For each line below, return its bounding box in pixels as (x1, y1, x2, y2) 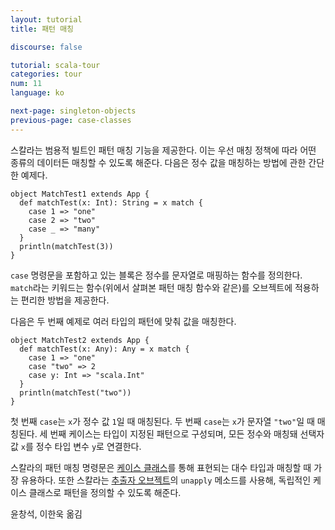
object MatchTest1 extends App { (10, 189, 150, 199)
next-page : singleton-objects (10, 106, 137, 116)
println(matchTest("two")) (19, 387, 132, 398)
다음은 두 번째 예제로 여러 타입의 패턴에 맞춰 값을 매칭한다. (10, 315, 237, 327)
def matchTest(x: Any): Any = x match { (19, 344, 190, 354)
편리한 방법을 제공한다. (20, 294, 110, 306)
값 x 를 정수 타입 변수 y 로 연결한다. (10, 440, 142, 452)
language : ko (10, 88, 65, 98)
